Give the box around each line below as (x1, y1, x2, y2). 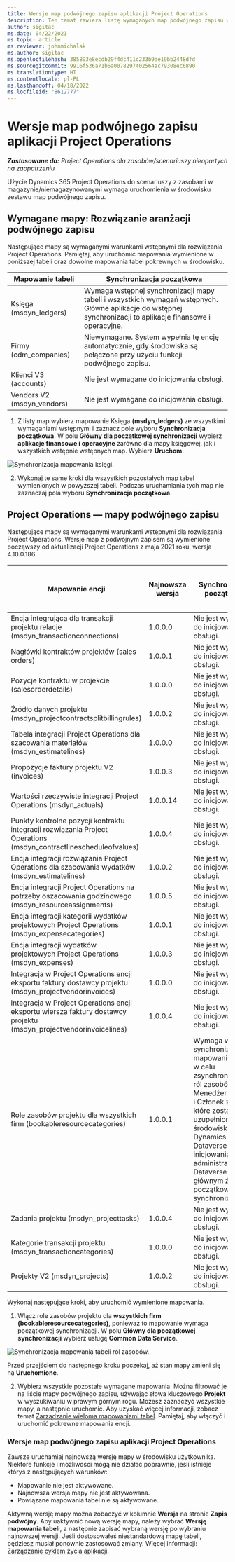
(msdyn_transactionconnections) (10, 631, 120, 640)
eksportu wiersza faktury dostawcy (10, 1006, 127, 1016)
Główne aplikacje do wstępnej (83, 303, 183, 313)
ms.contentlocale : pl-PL (7, 75, 80, 83)
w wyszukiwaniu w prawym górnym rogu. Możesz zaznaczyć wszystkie (17, 1397, 225, 1405)
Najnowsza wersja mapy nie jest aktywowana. (17, 1488, 150, 1497)
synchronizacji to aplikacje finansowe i (83, 312, 211, 322)
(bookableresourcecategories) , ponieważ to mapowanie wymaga (17, 1319, 208, 1327)
